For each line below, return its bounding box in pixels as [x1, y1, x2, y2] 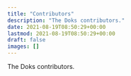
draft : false [7, 37, 46, 44]
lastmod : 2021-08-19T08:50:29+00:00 [7, 30, 115, 37]
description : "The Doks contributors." [7, 17, 125, 24]
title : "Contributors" [7, 10, 74, 18]
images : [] [7, 43, 40, 50]
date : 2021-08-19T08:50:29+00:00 [7, 23, 106, 30]
